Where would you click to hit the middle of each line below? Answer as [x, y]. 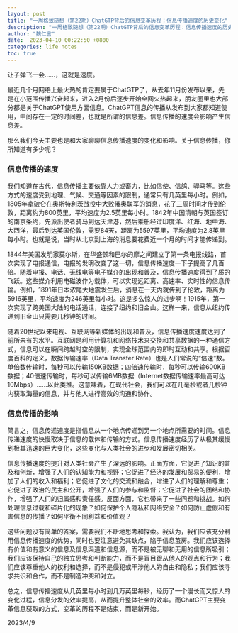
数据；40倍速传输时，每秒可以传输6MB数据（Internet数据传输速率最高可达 [116, 376]
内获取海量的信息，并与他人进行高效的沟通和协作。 [82, 394]
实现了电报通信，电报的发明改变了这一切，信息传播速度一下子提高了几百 [119, 263]
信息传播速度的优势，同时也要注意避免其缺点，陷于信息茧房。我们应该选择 [122, 541]
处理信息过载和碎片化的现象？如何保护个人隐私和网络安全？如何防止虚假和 [116, 507]
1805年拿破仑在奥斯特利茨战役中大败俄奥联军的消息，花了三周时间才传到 [114, 204]
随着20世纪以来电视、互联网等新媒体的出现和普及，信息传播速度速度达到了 [117, 331]
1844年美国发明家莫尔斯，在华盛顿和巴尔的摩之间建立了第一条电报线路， [114, 254]
